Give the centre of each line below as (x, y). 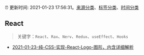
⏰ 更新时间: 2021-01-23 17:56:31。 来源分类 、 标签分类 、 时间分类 (72, 7)
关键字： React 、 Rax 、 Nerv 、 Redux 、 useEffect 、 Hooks (73, 36)
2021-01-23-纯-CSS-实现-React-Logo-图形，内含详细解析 (73, 47)
